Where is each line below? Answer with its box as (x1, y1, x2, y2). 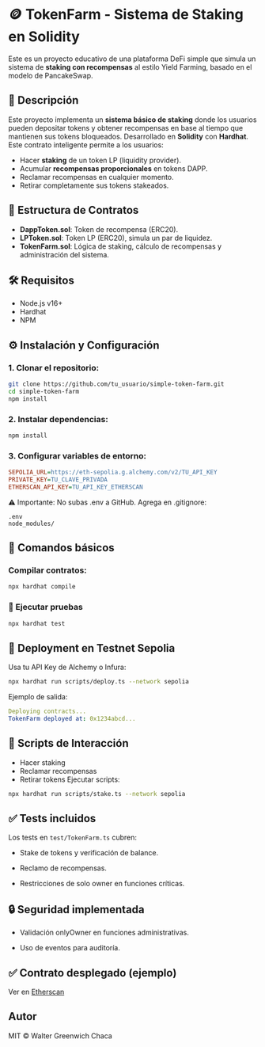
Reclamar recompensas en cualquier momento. (19, 172, 174, 181)
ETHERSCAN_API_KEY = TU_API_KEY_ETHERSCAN (8, 483, 144, 491)
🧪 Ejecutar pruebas (8, 602, 83, 613)
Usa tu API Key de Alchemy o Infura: (8, 662, 127, 672)
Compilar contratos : (8, 565, 87, 576)
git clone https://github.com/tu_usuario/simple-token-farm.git (8, 380, 225, 388)
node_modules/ (8, 520, 55, 527)
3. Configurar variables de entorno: (8, 450, 146, 461)
